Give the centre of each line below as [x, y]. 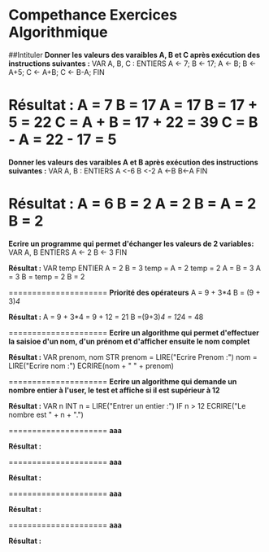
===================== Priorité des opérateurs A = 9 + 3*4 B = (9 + [134, 292]
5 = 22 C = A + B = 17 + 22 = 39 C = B [133, 123]
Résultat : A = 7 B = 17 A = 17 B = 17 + [133, 105]
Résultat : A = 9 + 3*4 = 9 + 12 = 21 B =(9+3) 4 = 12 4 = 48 [106, 317]
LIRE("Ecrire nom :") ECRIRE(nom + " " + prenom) [91, 366]
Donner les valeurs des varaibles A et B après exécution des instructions [133, 162]
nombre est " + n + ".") [46, 414]
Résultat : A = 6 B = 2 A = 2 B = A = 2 [132, 204]
